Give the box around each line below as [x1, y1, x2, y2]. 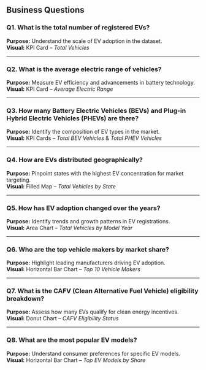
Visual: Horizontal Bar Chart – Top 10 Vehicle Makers [6, 266, 141, 273]
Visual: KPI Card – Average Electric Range [6, 85, 113, 93]
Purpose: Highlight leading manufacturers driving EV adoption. [6, 259, 166, 266]
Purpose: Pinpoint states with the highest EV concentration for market [6, 169, 184, 177]
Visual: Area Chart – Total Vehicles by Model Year [6, 224, 133, 231]
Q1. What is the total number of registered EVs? [6, 23, 150, 32]
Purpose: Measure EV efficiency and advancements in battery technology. [6, 79, 195, 86]
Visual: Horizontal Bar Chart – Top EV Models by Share [6, 356, 146, 364]
